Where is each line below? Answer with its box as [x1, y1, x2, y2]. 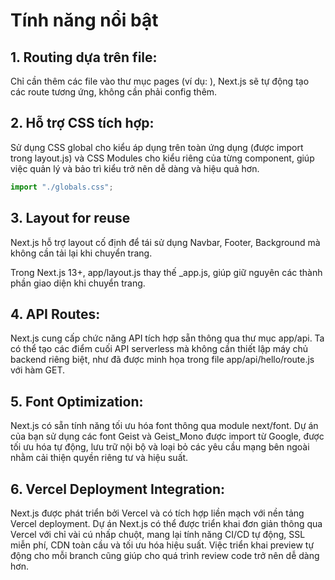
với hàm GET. [10, 364, 66, 376]
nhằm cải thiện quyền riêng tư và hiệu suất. [10, 452, 189, 464]
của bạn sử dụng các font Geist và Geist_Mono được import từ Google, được [10, 430, 325, 443]
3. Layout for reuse [10, 210, 131, 227]
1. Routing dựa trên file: [10, 49, 158, 66]
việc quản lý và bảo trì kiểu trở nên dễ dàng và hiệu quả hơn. [10, 162, 260, 174]
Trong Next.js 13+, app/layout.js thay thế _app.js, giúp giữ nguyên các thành [10, 266, 323, 278]
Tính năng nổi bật [10, 9, 159, 32]
